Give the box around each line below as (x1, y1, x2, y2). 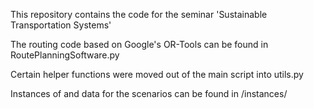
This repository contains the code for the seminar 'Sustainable (10, 9, 268, 20)
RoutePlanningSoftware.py (10, 49, 120, 61)
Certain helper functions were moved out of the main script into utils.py (10, 69, 304, 80)
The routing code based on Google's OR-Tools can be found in (10, 39, 269, 50)
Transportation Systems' (10, 19, 112, 31)
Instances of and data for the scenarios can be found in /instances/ (10, 88, 288, 99)
